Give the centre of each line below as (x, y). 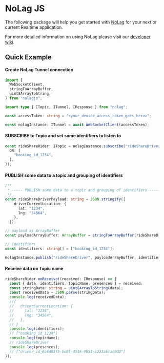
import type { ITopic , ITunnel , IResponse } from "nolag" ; (66, 107)
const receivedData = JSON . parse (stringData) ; (58, 293)
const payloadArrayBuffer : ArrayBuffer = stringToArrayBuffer (70, 235)
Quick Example (29, 57)
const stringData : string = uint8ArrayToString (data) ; (66, 288)
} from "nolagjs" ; (24, 98)
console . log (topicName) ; (35, 338)
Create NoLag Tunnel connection (39, 69)
